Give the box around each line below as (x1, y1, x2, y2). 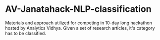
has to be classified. (5, 30, 46, 36)
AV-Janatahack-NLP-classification (5, 3, 152, 15)
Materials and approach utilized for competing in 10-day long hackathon (5, 20, 152, 26)
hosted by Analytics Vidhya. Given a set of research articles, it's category (5, 25, 155, 31)
